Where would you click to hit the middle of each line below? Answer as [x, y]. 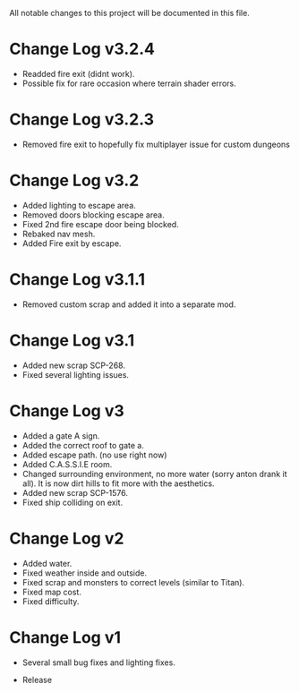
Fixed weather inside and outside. [85, 573]
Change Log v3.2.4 [82, 49]
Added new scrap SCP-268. [73, 365]
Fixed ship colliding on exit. [73, 502]
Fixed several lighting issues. [76, 374]
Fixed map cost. [52, 592]
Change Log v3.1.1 [77, 279]
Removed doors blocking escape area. [93, 215]
